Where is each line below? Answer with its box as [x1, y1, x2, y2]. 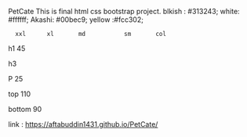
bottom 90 [8, 105, 42, 114]
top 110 [8, 89, 31, 99]
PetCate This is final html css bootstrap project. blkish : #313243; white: [8, 7, 241, 16]
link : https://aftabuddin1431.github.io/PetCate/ [8, 120, 158, 128]
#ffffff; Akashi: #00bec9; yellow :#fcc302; [8, 15, 143, 24]
